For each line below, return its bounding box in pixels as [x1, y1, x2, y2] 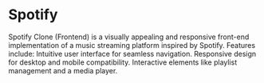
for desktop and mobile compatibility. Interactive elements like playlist [8, 57, 238, 67]
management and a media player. [8, 65, 118, 75]
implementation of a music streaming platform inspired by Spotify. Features [8, 40, 256, 49]
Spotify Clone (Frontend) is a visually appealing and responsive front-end [8, 32, 250, 41]
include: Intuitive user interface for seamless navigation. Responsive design [8, 49, 257, 58]
